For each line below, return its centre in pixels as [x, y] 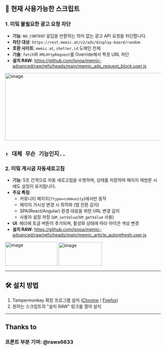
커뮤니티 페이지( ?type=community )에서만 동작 [63, 199]
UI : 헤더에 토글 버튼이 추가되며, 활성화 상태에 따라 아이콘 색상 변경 [76, 223]
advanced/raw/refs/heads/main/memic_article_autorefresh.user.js [79, 235]
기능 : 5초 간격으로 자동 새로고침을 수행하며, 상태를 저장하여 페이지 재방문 [82, 180]
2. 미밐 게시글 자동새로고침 [35, 168]
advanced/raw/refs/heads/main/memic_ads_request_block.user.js [79, 66]
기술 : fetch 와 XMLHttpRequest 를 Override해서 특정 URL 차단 [71, 54]
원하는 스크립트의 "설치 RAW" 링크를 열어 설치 [57, 307]
